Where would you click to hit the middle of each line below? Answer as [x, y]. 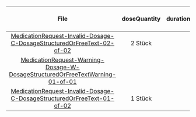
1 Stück [141, 98]
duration [178, 19]
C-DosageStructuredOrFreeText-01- [63, 98]
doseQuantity [141, 19]
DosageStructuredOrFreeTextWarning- [63, 74]
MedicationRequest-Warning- [63, 60]
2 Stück [141, 43]
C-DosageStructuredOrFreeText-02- [63, 43]
